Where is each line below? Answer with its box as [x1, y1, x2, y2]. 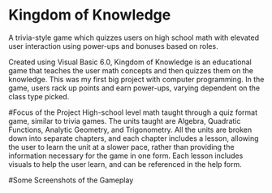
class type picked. [8, 91, 70, 101]
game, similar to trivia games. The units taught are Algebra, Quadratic [8, 116, 241, 125]
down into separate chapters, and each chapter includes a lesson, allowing [8, 133, 259, 143]
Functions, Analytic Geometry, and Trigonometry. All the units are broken [8, 125, 253, 134]
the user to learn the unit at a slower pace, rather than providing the [8, 142, 235, 151]
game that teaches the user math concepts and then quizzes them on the [8, 65, 254, 75]
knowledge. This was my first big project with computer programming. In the [8, 74, 265, 84]
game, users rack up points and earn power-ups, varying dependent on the [8, 83, 261, 93]
